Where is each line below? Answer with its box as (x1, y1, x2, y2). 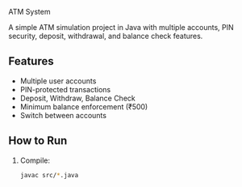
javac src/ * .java (19, 171, 79, 179)
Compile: (19, 155, 51, 165)
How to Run (8, 134, 68, 148)
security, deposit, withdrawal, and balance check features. (8, 32, 203, 40)
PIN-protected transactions (19, 84, 111, 94)
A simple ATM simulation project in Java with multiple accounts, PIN (8, 23, 234, 32)
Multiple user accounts (19, 76, 97, 86)
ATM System (8, 7, 51, 16)
